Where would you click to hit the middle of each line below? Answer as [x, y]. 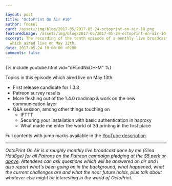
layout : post [19, 14]
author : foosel [21, 24]
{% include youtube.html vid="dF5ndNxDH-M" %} [58, 67]
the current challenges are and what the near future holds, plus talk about [84, 172]
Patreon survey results [36, 92]
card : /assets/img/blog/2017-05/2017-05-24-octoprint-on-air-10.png [80, 29]
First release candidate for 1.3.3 [46, 87]
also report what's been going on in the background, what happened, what [85, 166]
